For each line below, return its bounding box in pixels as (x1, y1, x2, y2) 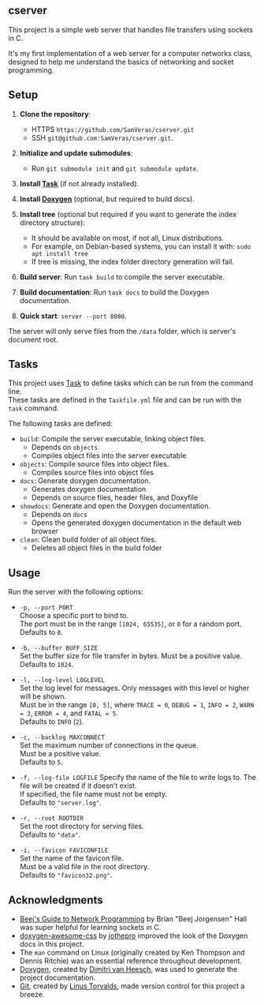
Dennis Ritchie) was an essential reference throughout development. (19, 956, 243, 966)
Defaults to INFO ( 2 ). (19, 717, 84, 726)
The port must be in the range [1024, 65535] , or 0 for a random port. (19, 619, 242, 628)
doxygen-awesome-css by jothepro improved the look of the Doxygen (19, 931, 248, 940)
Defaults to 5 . (19, 757, 63, 767)
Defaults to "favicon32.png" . (19, 870, 113, 880)
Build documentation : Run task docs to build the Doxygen (19, 287, 210, 297)
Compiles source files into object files (31, 467, 154, 478)
